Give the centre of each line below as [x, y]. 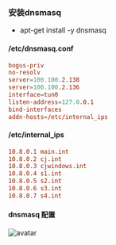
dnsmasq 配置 [32, 215]
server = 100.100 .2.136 [44, 88]
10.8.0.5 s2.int [35, 181]
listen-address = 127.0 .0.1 [51, 102]
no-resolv [25, 73]
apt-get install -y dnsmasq [63, 30]
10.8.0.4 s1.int [35, 174]
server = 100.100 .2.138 [44, 80]
